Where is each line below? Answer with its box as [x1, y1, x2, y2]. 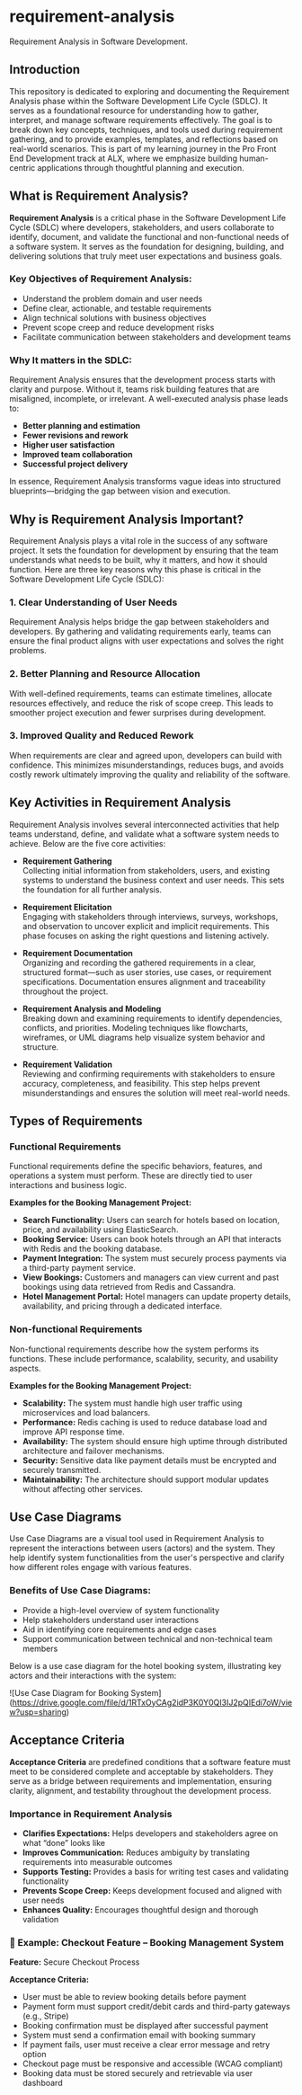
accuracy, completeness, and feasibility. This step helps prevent [22, 1078, 261, 1088]
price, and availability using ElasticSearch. [22, 1224, 179, 1235]
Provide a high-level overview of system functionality [22, 1604, 220, 1615]
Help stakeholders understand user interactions [22, 1614, 200, 1625]
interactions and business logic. [9, 1180, 128, 1191]
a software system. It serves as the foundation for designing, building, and [9, 241, 285, 252]
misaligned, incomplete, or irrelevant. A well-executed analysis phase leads [9, 394, 289, 404]
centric [9, 162, 36, 173]
